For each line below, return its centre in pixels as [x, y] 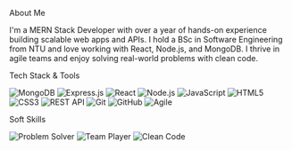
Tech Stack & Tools [45, 75]
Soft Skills [28, 119]
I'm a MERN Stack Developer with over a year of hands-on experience [138, 30]
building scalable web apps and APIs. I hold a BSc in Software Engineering [146, 39]
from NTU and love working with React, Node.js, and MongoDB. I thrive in [145, 49]
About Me [28, 13]
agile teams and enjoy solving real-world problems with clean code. [134, 58]
